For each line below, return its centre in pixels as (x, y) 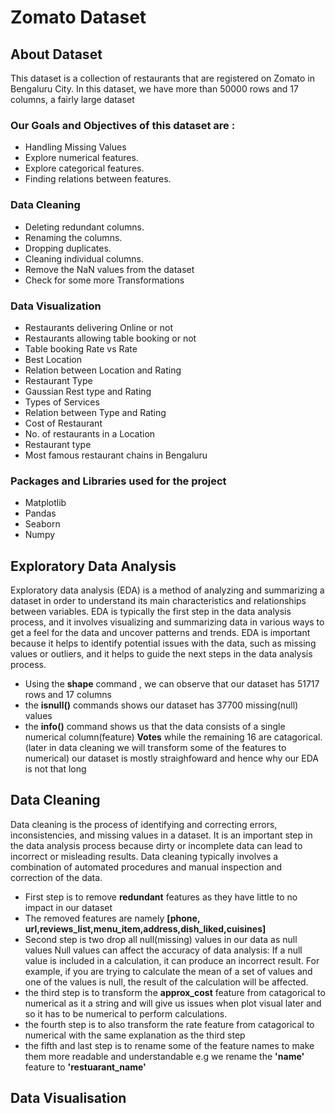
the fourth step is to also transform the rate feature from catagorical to (169, 1024)
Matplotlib (45, 503)
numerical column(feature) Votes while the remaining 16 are (148, 737)
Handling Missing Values (75, 147)
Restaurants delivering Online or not (98, 327)
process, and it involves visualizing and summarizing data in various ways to (167, 622)
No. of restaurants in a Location (90, 433)
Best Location (53, 359)
